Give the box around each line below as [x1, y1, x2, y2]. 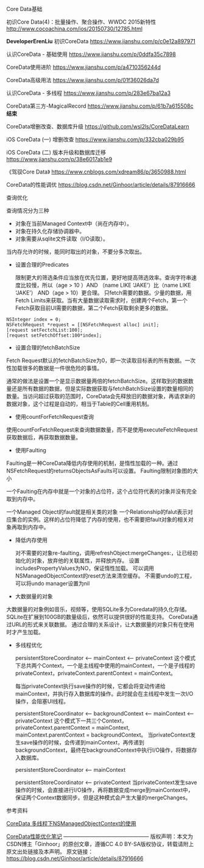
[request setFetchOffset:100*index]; [6, 332, 102, 338]
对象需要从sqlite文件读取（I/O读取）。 [15, 235, 108, 242]
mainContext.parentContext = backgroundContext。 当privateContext [15, 731, 191, 738]
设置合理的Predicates [15, 261, 69, 268]
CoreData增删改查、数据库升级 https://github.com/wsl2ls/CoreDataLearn [6, 123, 189, 130]
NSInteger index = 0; [6, 317, 62, 323]
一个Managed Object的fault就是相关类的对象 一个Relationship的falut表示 [6, 508, 188, 516]
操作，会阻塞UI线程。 [15, 698, 69, 705]
